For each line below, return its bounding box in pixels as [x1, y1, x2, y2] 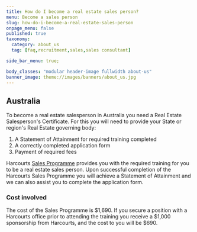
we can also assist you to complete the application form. [6, 179, 144, 186]
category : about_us [11, 42, 60, 48]
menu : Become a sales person [6, 14, 78, 20]
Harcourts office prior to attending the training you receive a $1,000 [6, 213, 171, 220]
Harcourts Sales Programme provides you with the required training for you [6, 160, 189, 167]
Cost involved [6, 194, 47, 202]
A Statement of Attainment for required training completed [14, 136, 157, 143]
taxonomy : [6, 36, 31, 42]
